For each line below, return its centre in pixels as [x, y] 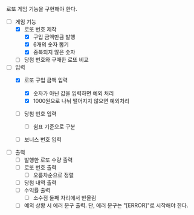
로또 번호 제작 [40, 30]
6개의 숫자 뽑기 [51, 45]
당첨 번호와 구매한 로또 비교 [56, 60]
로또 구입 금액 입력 [46, 80]
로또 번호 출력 [40, 167]
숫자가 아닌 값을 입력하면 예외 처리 [73, 93]
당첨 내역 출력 [40, 183]
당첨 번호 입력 [40, 113]
